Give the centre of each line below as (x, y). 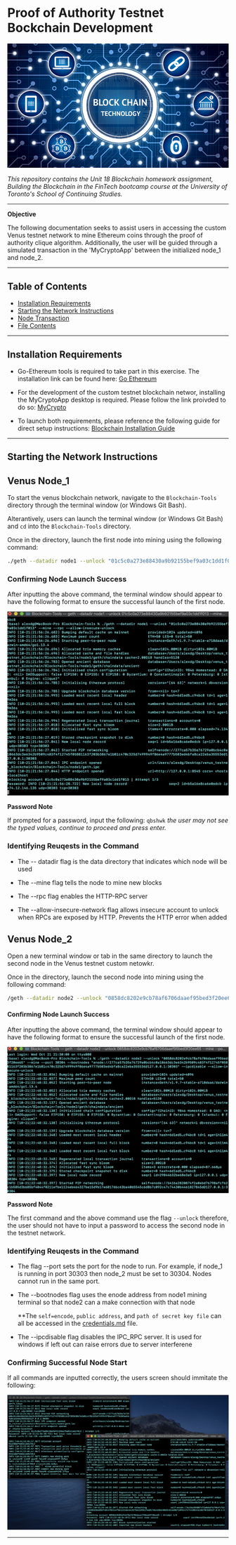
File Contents (37, 326)
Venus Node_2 (40, 939)
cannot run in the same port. (59, 1281)
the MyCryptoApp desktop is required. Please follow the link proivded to (122, 400)
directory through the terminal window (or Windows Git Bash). (97, 505)
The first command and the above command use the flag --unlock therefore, (118, 1218)
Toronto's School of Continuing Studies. (65, 194)
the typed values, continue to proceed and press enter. (87, 828)
